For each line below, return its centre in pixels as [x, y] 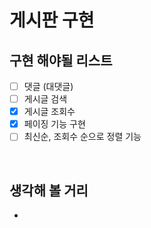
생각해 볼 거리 [49, 190]
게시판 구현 [52, 20]
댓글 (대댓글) [48, 86]
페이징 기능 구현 [54, 124]
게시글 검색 [45, 99]
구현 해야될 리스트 [61, 60]
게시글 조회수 [49, 112]
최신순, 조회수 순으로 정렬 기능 [82, 137]
